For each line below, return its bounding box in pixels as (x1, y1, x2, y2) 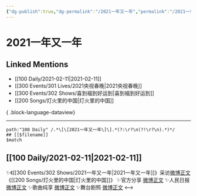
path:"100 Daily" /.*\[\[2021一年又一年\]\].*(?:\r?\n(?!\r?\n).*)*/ (6, 127, 175, 132)
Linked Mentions (6, 59, 69, 69)
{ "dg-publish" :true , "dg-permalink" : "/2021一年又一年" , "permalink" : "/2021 (6, 8, 186, 15)
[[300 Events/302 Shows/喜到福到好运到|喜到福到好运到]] (14, 89, 154, 97)
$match (6, 137, 22, 143)
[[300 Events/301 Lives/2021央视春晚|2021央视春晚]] (14, 82, 142, 89)
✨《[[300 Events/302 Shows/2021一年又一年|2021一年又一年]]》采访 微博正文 (6, 169, 191, 177)
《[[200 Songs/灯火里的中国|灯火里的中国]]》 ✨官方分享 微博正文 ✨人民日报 (6, 177, 190, 184)
